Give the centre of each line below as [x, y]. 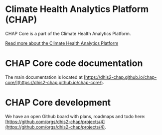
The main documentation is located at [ [45, 77]
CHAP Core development [58, 103]
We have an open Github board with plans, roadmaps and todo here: [75, 116]
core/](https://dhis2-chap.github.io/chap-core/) [54, 82]
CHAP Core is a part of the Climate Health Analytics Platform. [68, 33]
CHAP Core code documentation [74, 64]
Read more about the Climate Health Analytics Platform [62, 43]
